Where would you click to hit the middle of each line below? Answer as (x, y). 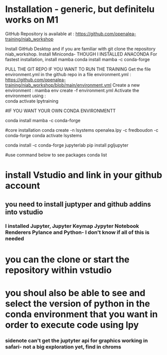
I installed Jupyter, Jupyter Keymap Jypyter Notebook (72, 226)
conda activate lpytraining (32, 101)
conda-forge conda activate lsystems (44, 135)
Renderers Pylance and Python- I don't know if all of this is (77, 232)
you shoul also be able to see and (75, 293)
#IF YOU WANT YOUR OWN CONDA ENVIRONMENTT (61, 111)
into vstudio (24, 212)
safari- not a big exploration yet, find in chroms (63, 346)
